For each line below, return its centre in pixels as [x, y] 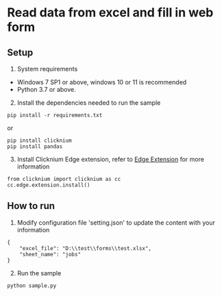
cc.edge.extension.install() [49, 185]
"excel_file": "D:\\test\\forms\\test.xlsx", [86, 248]
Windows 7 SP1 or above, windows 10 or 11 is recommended [102, 82]
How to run [31, 206]
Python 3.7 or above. [47, 89]
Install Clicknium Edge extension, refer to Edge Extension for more [110, 159]
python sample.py [32, 286]
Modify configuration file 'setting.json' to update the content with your [116, 222]
